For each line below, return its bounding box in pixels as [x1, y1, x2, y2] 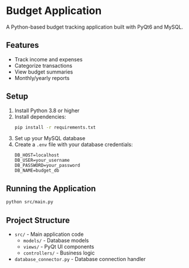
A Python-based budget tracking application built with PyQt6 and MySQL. [6, 23, 184, 30]
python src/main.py [6, 199, 54, 205]
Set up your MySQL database [14, 135, 86, 142]
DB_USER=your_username [14, 158, 70, 163]
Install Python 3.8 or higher [14, 107, 80, 114]
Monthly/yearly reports [14, 74, 70, 81]
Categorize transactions [14, 62, 73, 69]
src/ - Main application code [14, 231, 84, 238]
